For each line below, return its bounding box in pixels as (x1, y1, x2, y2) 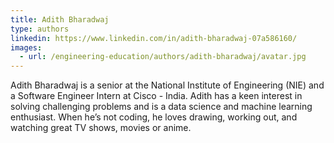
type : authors (10, 24, 70, 34)
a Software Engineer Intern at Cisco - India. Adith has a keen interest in (10, 90, 303, 102)
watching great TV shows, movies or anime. (10, 122, 192, 134)
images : (10, 42, 43, 53)
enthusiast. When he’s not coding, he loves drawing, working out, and (10, 111, 298, 123)
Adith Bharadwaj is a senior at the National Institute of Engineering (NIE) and (10, 79, 325, 91)
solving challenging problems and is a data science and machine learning (10, 101, 313, 113)
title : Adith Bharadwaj (10, 14, 110, 25)
